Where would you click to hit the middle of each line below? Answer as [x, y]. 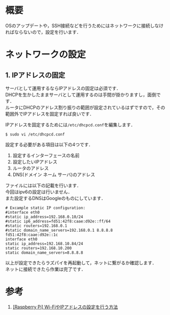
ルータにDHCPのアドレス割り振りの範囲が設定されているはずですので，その [85, 107]
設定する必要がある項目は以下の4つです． [49, 144]
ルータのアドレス [31, 168]
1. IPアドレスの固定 [35, 75]
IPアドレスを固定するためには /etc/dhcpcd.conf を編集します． [70, 125]
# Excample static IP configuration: [45, 208]
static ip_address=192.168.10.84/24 [44, 243]
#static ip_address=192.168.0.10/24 [44, 217]
